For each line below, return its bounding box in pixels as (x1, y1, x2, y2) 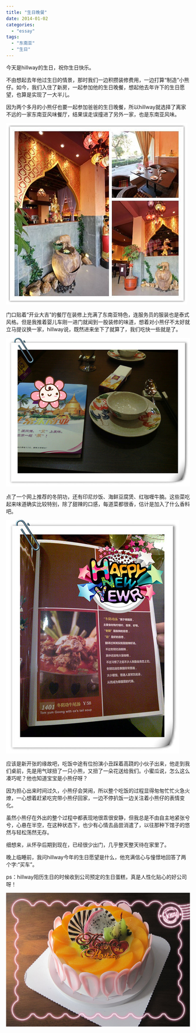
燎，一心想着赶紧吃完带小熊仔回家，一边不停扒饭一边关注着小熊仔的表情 (6, 794, 180, 801)
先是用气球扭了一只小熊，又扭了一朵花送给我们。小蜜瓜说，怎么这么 (26, 767, 190, 774)
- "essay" (11, 28, 35, 34)
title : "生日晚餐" (6, 9, 48, 15)
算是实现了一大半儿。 (21, 91, 73, 98)
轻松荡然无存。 (16, 829, 52, 836)
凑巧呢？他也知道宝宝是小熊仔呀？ (6, 775, 88, 781)
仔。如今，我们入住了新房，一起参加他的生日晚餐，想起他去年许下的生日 (6, 84, 180, 91)
